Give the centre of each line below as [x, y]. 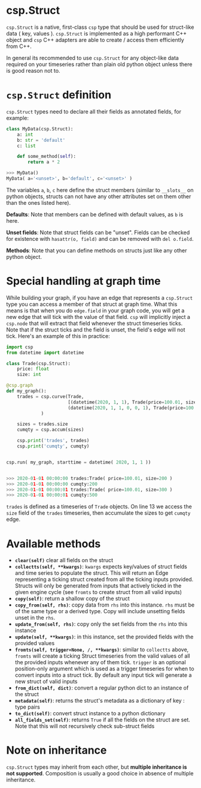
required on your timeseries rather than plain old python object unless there [99, 64]
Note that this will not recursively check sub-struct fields [85, 726]
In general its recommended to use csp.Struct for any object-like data [93, 58]
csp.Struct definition [59, 95]
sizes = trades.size [42, 424]
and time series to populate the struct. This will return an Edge [92, 573]
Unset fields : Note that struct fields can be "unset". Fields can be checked [98, 232]
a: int [25, 135]
